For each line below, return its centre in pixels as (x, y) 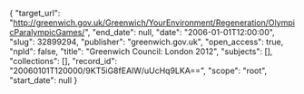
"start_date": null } (44, 80)
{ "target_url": (35, 13)
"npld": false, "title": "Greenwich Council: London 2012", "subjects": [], (141, 52)
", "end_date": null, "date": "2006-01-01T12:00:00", (180, 32)
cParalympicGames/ (47, 32)
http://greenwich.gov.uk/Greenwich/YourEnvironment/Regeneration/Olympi (154, 23)
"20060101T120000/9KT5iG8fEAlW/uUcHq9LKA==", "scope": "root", (138, 70)
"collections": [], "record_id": (64, 61)
